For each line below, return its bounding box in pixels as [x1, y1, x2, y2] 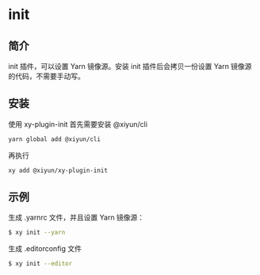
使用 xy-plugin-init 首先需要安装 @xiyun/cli [8, 119, 148, 128]
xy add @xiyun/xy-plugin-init [8, 166, 109, 174]
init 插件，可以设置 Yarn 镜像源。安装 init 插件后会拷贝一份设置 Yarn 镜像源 [8, 62, 252, 71]
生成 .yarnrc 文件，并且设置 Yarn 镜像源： [8, 212, 145, 223]
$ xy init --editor [8, 260, 73, 268]
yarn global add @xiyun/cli [8, 135, 101, 143]
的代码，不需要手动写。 [8, 71, 85, 81]
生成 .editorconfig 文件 [8, 244, 82, 254]
